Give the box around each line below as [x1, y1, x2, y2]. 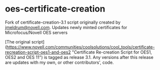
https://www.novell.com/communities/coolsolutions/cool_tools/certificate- [6, 44, 155, 50]
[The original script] [5, 39, 45, 44]
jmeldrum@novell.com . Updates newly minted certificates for [5, 24, 128, 30]
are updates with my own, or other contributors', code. [5, 59, 114, 65]
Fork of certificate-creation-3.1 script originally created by [5, 19, 121, 25]
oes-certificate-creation [5, 3, 106, 14]
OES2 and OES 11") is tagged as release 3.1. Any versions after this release [5, 54, 154, 60]
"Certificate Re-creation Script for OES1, [72, 49, 152, 55]
